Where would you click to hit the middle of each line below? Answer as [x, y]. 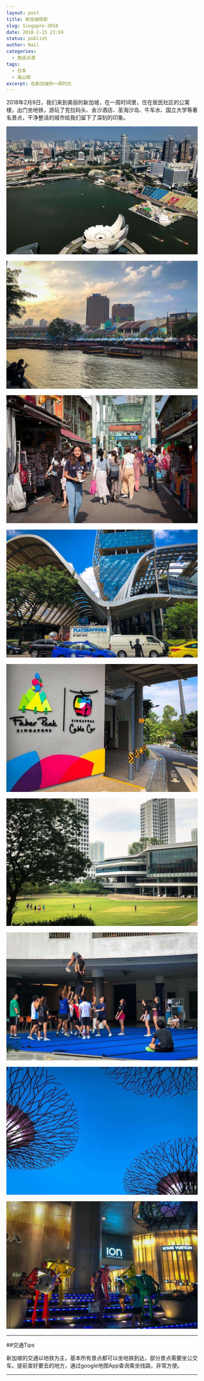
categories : [21, 52]
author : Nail [23, 45]
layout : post [23, 13]
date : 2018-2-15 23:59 [35, 32]
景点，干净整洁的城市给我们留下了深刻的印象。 [70, 118]
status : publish [27, 39]
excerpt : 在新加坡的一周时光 [39, 83]
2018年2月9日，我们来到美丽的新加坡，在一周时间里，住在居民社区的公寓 [98, 102]
